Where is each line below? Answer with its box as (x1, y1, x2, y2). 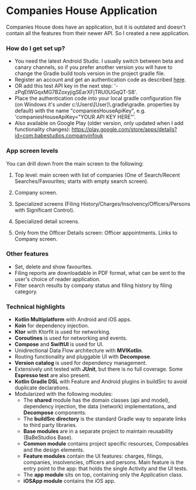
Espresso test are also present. (14, 372, 91, 379)
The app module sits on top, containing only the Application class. (23, 471, 183, 478)
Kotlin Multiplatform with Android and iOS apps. (14, 316, 132, 323)
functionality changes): (14, 126, 71, 133)
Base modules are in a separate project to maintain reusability (23, 428, 174, 435)
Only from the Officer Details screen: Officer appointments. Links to (14, 229, 177, 236)
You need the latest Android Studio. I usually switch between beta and (14, 57, 184, 65)
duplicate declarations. (14, 384, 70, 391)
